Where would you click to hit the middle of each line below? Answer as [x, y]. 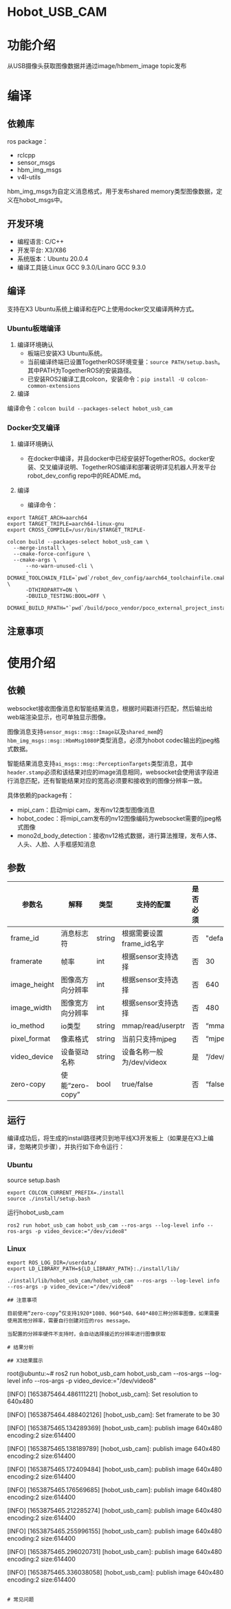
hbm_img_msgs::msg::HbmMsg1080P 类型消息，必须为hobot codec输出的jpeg [111, 740]
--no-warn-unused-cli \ [59, 566]
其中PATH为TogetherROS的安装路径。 [81, 370]
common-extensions [54, 386]
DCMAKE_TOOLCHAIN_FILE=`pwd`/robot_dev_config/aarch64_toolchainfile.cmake [118, 578]
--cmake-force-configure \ [52, 554]
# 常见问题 [21, 1599]
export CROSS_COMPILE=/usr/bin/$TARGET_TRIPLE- [77, 530]
